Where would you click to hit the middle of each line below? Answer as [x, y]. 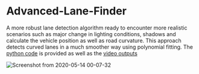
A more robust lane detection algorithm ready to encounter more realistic [97, 28]
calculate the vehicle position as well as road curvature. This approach [94, 40]
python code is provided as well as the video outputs [72, 53]
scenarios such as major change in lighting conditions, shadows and [91, 34]
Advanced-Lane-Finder [66, 11]
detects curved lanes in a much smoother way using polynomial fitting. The [99, 47]
